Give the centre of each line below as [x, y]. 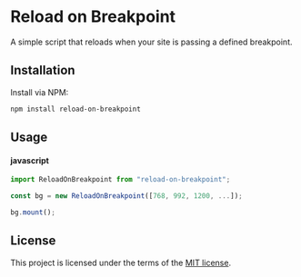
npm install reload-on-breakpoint [76, 109]
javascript [30, 160]
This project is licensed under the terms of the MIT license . [120, 262]
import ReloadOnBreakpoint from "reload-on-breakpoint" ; [120, 180]
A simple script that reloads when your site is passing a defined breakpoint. [152, 42]
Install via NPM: [40, 92]
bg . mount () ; [33, 212]
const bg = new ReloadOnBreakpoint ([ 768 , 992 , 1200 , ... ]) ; [127, 196]
